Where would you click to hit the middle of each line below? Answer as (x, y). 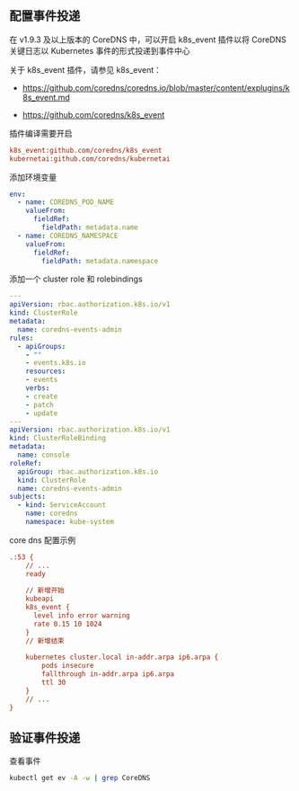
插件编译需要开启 (41, 133)
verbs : (38, 388)
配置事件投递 (45, 16)
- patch (40, 404)
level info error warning (81, 616)
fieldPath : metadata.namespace (100, 261)
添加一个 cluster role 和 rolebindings (76, 279)
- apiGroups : (42, 346)
